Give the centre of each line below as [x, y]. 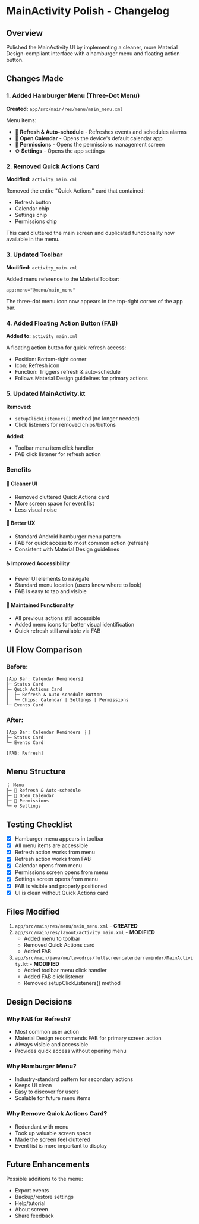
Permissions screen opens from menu [61, 872]
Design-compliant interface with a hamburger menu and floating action [93, 54]
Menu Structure [36, 771]
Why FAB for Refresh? [39, 1019]
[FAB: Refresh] [25, 753]
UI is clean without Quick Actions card [61, 893]
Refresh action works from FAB [53, 859]
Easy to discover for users [47, 1092]
